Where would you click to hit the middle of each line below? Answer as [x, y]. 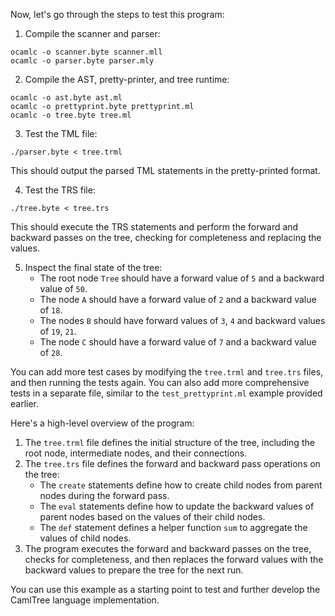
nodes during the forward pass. [104, 495]
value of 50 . [63, 288]
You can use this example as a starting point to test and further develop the [165, 589]
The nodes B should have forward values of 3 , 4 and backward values [182, 320]
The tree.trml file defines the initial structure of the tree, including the [169, 442]
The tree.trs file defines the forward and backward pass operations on [172, 463]
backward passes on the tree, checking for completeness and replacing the [166, 237]
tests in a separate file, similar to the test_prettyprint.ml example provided [166, 393]
